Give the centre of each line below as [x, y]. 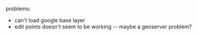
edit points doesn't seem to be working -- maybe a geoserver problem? [103, 27]
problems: [18, 9]
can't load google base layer [50, 20]
